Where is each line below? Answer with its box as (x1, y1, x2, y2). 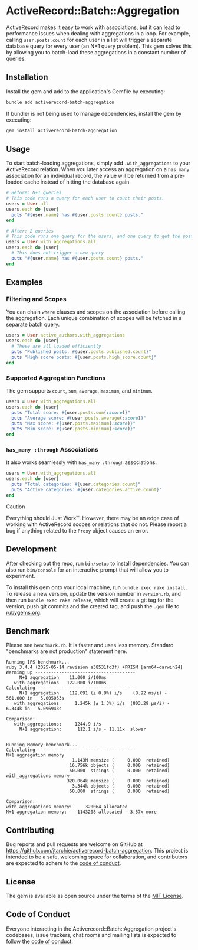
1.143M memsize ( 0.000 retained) (71, 758, 170, 763)
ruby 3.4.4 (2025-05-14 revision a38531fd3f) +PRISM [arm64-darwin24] (6, 664, 183, 671)
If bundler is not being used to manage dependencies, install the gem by (6, 110, 182, 117)
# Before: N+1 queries (6, 190, 62, 196)
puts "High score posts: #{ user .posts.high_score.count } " (11, 354, 157, 360)
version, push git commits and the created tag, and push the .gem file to (6, 602, 180, 609)
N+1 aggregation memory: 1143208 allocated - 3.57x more (6, 809, 157, 815)
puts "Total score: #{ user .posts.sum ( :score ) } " (11, 409, 131, 416)
